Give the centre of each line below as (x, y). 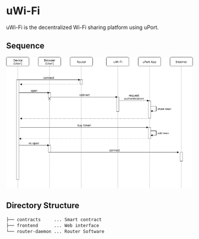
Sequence (25, 46)
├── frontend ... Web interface (53, 226)
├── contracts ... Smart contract (54, 220)
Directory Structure (43, 205)
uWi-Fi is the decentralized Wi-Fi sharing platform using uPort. (82, 27)
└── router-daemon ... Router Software (55, 232)
